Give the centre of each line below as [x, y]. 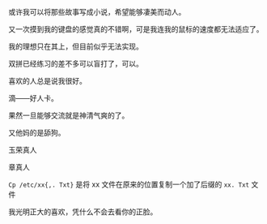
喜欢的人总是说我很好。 [47, 81]
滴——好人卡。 [33, 98]
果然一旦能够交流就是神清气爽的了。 [69, 115]
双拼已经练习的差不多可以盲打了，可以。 [76, 64]
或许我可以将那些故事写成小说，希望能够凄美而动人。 [97, 12]
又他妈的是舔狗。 [37, 133]
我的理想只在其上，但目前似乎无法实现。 [76, 46]
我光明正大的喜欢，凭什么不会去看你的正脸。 [83, 212]
